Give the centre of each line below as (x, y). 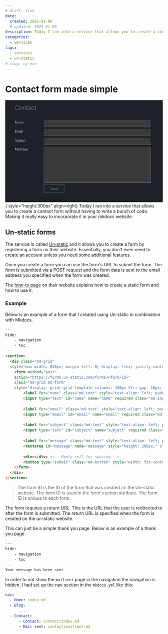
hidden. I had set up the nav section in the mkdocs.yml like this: (69, 585)
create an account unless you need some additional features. (68, 255)
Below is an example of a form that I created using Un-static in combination (83, 314)
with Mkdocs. (19, 320)
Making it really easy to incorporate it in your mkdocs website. (69, 217)
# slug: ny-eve (21, 64)
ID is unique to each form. (44, 498)
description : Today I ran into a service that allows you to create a (80, 32)
